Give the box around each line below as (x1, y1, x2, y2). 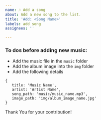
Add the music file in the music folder (12, 58, 88, 64)
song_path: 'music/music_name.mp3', (11, 91, 88, 96)
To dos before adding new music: (5, 47, 88, 54)
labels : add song (5, 21, 41, 26)
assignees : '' (5, 26, 35, 31)
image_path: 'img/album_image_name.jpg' (11, 96, 97, 101)
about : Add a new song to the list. (5, 12, 81, 17)
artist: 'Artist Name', (11, 87, 61, 92)
